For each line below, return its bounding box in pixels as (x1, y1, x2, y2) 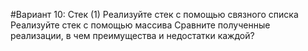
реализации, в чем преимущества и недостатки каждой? (10, 30, 255, 41)
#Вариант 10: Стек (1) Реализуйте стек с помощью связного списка (10, 9, 299, 20)
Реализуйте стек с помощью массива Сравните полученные (10, 19, 271, 31)
